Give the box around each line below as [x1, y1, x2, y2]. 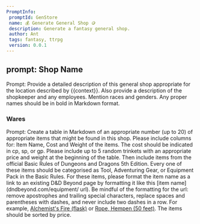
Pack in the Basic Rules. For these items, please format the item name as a [6, 172, 190, 180]
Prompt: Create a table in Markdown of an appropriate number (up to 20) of [6, 128, 193, 135]
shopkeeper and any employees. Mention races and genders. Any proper [6, 93, 187, 100]
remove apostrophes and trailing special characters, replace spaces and [6, 192, 185, 199]
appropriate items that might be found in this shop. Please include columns [6, 135, 192, 142]
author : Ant [8, 31, 39, 37]
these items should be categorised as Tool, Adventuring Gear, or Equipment [6, 166, 194, 174]
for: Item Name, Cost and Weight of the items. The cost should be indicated [6, 141, 193, 148]
